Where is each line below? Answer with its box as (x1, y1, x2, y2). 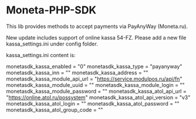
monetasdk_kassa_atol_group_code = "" (6, 106, 103, 113)
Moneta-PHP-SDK (6, 3, 97, 17)
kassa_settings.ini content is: (6, 51, 76, 58)
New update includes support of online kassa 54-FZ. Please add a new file (6, 34, 187, 41)
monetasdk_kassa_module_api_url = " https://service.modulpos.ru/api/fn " (6, 75, 183, 82)
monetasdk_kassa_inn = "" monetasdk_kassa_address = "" (6, 69, 148, 76)
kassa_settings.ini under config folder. (6, 40, 98, 47)
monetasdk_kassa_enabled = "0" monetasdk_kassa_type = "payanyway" (6, 62, 183, 70)
